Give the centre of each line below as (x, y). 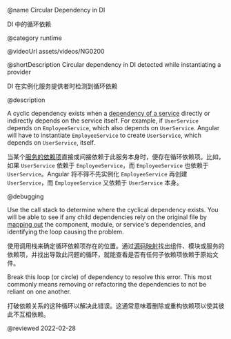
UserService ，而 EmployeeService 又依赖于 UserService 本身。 (95, 183)
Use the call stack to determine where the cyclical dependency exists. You (113, 210)
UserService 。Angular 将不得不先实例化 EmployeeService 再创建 (97, 174)
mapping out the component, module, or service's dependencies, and (106, 224)
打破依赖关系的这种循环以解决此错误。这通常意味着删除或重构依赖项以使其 (113, 306)
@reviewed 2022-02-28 (41, 328)
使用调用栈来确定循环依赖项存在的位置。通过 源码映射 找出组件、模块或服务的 (116, 246)
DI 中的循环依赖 (29, 24)
